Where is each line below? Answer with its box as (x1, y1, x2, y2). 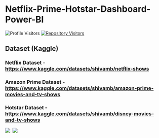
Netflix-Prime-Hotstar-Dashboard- (5, 3, 151, 15)
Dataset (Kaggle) (5, 44, 59, 53)
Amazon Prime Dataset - (5, 79, 65, 86)
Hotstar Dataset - (5, 104, 48, 111)
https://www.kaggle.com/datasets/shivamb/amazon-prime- (5, 85, 154, 92)
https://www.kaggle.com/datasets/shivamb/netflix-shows (5, 66, 149, 72)
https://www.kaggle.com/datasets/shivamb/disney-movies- (5, 110, 154, 117)
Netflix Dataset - (5, 59, 45, 66)
